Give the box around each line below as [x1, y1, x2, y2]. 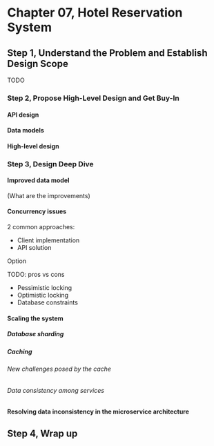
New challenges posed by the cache [7, 365, 112, 373]
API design [7, 110, 39, 119]
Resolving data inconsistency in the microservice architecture [7, 407, 190, 416]
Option [7, 257, 26, 265]
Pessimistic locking [17, 284, 72, 292]
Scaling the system [7, 314, 64, 322]
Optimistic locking [17, 291, 69, 300]
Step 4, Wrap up [7, 427, 78, 439]
